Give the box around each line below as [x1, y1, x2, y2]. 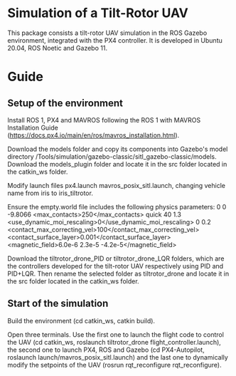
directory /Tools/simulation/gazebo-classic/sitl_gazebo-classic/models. [7, 152, 217, 161]
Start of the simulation [7, 298, 109, 310]
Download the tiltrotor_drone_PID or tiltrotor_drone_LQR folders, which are [7, 254, 225, 263]
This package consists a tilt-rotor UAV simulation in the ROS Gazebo [7, 28, 208, 37]
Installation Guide [7, 123, 58, 132]
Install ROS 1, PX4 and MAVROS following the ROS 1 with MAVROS [7, 115, 201, 124]
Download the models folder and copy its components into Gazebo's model [7, 145, 228, 153]
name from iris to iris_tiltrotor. [7, 189, 94, 197]
